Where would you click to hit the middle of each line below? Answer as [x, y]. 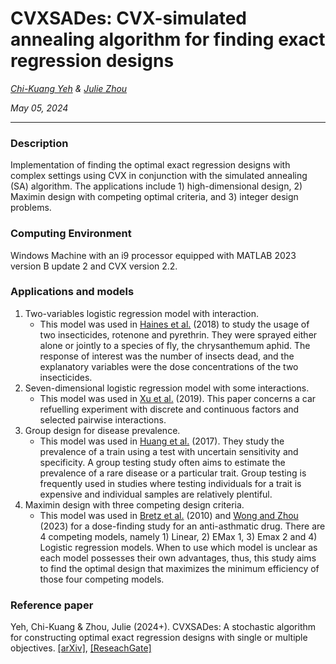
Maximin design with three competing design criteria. [134, 504]
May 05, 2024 [39, 108]
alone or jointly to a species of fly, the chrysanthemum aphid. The [175, 345]
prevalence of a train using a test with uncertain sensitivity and [169, 451]
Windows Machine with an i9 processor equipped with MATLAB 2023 [153, 255]
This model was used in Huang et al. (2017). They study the [162, 441]
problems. [31, 208]
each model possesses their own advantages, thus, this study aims [178, 558]
